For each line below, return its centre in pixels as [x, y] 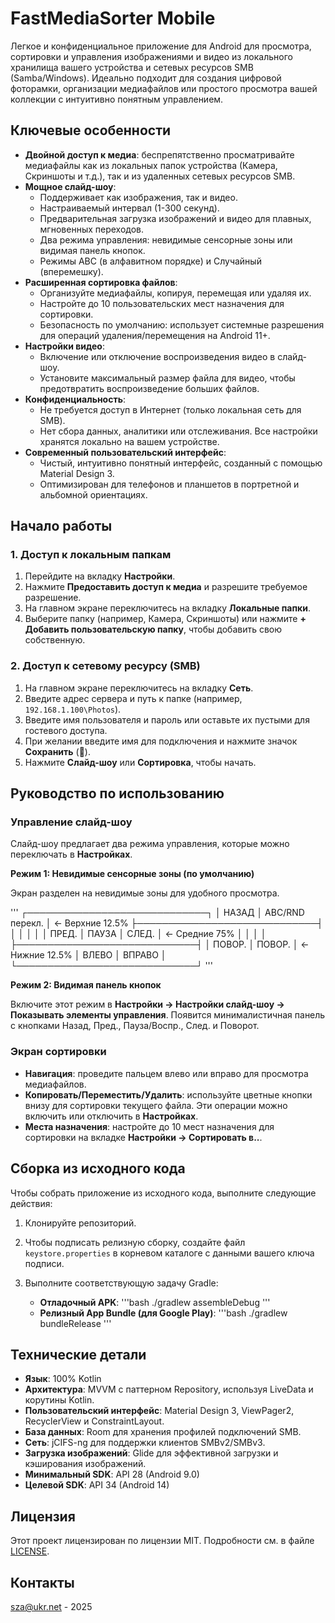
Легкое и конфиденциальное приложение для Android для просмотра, [161, 46]
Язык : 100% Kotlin [63, 1379]
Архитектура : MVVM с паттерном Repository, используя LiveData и [169, 1389]
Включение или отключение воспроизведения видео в [157, 356]
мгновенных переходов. [92, 229]
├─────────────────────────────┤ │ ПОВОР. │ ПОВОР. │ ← [160, 944]
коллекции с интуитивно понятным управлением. [117, 99]
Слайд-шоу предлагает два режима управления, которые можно [150, 844]
